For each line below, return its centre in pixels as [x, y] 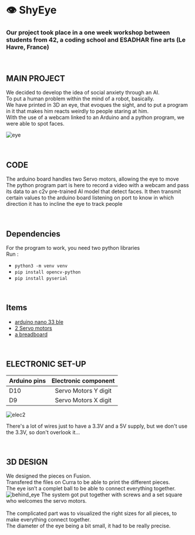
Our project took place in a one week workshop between [88, 33]
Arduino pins [27, 381]
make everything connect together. [48, 520]
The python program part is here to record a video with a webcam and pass [97, 185]
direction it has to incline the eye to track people [64, 204]
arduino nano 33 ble [39, 321]
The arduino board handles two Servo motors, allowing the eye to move [93, 179]
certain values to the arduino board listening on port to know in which [90, 198]
